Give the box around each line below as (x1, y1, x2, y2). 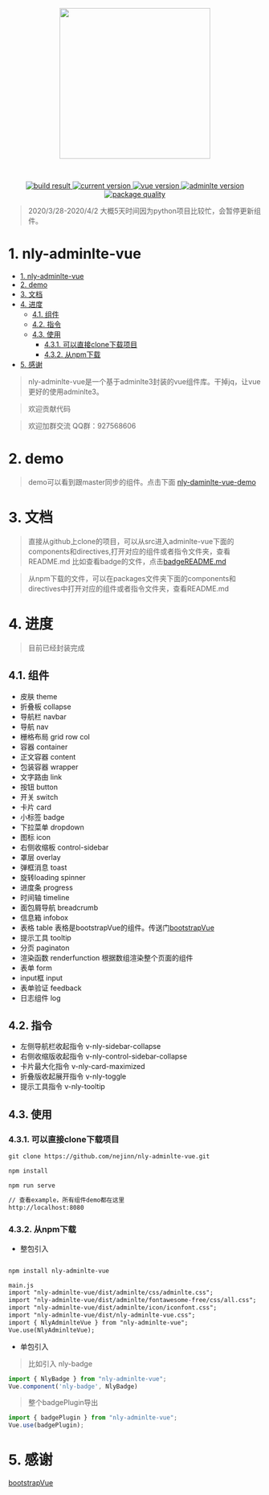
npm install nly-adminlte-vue (8, 1267, 110, 1275)
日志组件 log (19, 993, 62, 1002)
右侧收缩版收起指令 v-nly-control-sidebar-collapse (19, 1051, 187, 1061)
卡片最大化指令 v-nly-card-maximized (19, 1062, 146, 1071)
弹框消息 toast (19, 862, 67, 872)
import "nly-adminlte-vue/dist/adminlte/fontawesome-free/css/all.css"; (8, 1296, 257, 1305)
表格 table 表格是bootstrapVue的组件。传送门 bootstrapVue (19, 923, 215, 932)
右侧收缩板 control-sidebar (19, 842, 109, 852)
